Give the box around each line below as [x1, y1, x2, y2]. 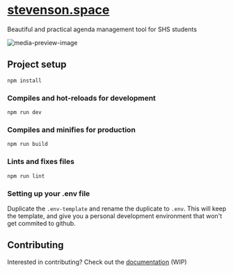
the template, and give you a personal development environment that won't [7, 211, 223, 220]
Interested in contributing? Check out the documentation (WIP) [7, 258, 187, 266]
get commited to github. [7, 219, 77, 227]
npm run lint [7, 172, 45, 179]
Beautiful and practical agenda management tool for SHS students [7, 25, 197, 33]
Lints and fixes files [7, 157, 75, 167]
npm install [7, 77, 42, 84]
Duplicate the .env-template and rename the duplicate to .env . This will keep [7, 204, 227, 213]
